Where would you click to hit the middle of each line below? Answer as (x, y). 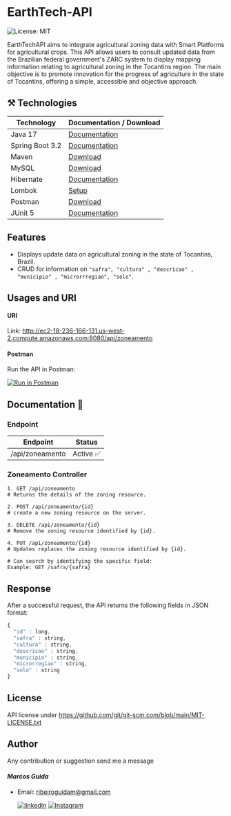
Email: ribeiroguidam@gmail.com (64, 792)
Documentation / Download (114, 122)
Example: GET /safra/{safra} (49, 568)
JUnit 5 (22, 213)
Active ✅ (87, 454)
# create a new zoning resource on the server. (77, 513)
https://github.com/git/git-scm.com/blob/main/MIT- (131, 715)
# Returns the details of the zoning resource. (77, 495)
